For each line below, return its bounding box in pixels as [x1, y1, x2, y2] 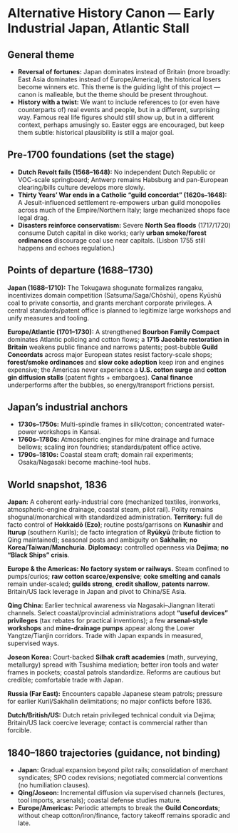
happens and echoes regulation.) [17, 243, 115, 252]
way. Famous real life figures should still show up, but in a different [17, 113, 214, 121]
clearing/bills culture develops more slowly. [17, 183, 145, 191]
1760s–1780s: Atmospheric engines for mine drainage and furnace [17, 435, 215, 444]
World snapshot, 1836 [7, 478, 108, 490]
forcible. [7, 726, 32, 734]
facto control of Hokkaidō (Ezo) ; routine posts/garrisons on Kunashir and [7, 520, 224, 529]
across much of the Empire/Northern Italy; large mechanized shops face [17, 206, 230, 214]
